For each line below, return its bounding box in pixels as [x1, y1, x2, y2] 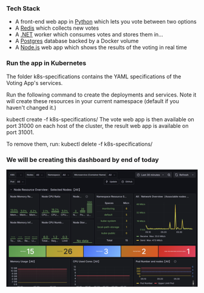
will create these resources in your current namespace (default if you [6, 97, 179, 104]
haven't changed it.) [6, 104, 56, 111]
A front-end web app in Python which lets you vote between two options [15, 18, 197, 25]
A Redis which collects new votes [15, 24, 99, 32]
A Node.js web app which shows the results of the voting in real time [15, 44, 187, 51]
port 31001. [6, 129, 35, 136]
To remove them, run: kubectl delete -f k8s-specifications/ [6, 140, 153, 147]
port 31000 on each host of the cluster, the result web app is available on [6, 122, 189, 129]
